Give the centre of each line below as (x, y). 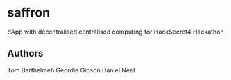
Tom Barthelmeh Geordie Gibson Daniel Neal (71, 70)
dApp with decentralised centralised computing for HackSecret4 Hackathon (115, 32)
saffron (29, 13)
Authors (25, 53)
